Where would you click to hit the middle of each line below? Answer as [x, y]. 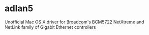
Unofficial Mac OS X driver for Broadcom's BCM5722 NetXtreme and [74, 22]
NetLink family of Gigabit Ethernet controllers [50, 27]
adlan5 [19, 9]
